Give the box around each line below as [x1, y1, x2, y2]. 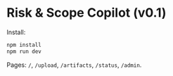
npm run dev [6, 47, 41, 55]
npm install [6, 41, 41, 48]
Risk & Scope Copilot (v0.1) [6, 5, 167, 21]
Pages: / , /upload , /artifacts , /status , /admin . [6, 61, 142, 69]
